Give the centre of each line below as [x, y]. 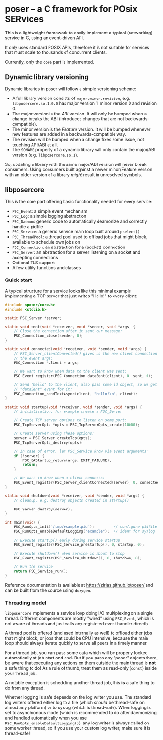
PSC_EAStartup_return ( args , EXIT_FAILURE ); [67, 460]
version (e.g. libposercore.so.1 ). [45, 155]
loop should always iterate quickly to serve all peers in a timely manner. [76, 643]
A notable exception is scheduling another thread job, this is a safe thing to [80, 683]
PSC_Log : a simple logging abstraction [49, 216]
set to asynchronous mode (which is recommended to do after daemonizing [81, 713]
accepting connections [35, 257]
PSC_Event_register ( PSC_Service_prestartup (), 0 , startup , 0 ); [79, 544]
